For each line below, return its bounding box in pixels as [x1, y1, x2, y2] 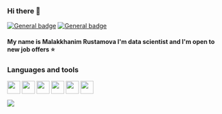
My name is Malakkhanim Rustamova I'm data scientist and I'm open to [7, 37, 215, 45]
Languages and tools [7, 65, 79, 74]
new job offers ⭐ [7, 45, 55, 54]
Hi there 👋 [7, 6, 41, 16]
